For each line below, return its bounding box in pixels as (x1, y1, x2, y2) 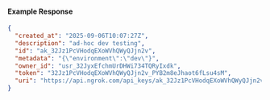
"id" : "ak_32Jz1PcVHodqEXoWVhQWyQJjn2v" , (15, 47, 156, 55)
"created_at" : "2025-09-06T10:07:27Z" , (15, 32, 149, 40)
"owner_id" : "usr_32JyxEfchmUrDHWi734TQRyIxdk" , (15, 61, 181, 70)
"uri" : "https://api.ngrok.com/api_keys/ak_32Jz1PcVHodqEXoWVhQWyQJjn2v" (15, 77, 268, 85)
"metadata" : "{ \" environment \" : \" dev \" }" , (15, 54, 160, 62)
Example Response (7, 6, 73, 16)
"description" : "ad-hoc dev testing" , (15, 39, 146, 48)
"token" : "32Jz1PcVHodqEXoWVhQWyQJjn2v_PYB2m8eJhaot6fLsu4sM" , (15, 69, 231, 77)
